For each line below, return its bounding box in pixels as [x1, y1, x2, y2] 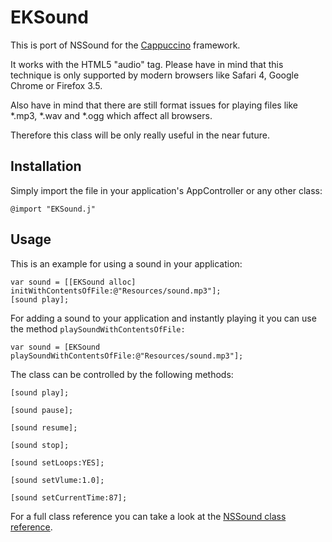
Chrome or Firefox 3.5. [10, 79, 103, 91]
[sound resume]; [10, 422, 78, 433]
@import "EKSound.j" [10, 204, 97, 214]
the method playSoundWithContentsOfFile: [10, 322, 186, 335]
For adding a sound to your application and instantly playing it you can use [10, 312, 317, 324]
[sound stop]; [10, 440, 70, 450]
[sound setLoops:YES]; [10, 457, 105, 468]
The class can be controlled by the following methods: [10, 368, 234, 380]
